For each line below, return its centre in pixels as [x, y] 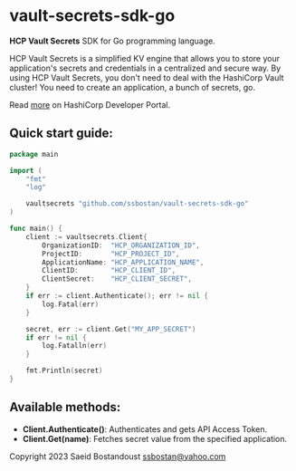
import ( [26, 170]
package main [34, 154]
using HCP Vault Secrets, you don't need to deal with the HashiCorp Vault [147, 77]
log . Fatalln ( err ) [74, 346]
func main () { [36, 228]
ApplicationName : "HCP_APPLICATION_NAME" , [123, 262]
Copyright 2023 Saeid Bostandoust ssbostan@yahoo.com [118, 456]
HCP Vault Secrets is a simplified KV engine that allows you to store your [145, 58]
